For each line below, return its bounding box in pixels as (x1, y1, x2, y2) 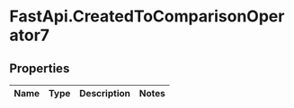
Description (79, 87, 130, 99)
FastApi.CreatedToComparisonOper (9, 6, 285, 27)
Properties (9, 61, 70, 76)
